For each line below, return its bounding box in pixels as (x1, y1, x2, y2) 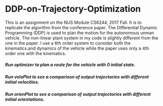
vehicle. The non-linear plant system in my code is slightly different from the (5, 35, 159, 41)
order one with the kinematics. (5, 50, 66, 56)
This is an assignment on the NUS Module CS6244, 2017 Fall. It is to (5, 19, 142, 25)
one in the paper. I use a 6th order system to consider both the (5, 40, 131, 46)
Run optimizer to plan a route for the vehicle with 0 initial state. (5, 62, 136, 68)
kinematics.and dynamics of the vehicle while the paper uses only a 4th (5, 45, 149, 51)
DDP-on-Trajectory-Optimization (5, 3, 141, 15)
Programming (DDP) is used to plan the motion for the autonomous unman (5, 30, 155, 35)
